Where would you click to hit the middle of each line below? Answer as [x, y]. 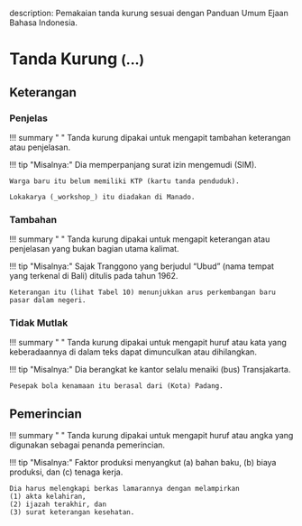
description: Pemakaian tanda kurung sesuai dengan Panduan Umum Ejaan [149, 13]
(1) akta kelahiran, [48, 497]
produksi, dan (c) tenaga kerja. [66, 472]
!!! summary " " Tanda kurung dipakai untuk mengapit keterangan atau [140, 239]
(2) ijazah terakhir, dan [58, 504]
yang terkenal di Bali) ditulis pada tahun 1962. [94, 276]
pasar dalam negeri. [48, 300]
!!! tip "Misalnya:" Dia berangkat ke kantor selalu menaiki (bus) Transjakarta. [150, 370]
